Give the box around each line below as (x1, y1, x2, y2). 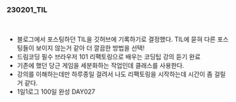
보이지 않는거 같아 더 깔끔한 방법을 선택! (35, 44, 145, 52)
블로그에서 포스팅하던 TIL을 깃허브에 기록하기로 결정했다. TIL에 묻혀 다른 (16, 35, 216, 43)
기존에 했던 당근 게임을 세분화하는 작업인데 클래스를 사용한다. (16, 61, 185, 70)
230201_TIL (6, 5, 48, 15)
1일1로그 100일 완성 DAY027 (16, 87, 96, 96)
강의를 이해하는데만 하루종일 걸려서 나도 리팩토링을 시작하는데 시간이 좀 (16, 70, 213, 78)
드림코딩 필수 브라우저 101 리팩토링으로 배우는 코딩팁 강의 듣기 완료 (16, 52, 201, 61)
